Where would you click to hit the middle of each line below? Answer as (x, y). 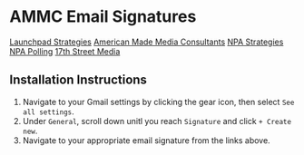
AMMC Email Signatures (103, 17)
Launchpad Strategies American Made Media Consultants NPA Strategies (147, 42)
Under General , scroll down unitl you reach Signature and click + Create (157, 121)
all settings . (48, 111)
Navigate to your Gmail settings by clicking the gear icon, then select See (158, 102)
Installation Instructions (78, 80)
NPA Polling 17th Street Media (65, 51)
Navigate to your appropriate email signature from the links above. (146, 140)
